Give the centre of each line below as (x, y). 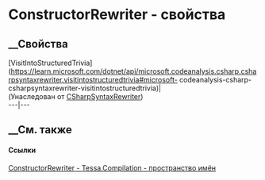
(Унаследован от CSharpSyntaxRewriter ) (76, 96)
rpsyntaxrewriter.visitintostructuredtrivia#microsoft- (93, 80)
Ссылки (22, 150)
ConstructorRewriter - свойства (117, 15)
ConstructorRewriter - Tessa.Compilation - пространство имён (112, 167)
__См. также (40, 130)
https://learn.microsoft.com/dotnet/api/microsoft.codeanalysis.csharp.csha (134, 71)
